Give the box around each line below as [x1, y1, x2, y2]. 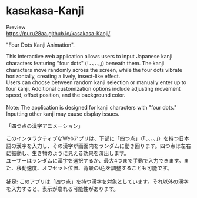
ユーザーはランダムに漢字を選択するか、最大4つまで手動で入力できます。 [6, 157, 184, 164]
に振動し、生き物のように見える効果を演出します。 [6, 149, 129, 157]
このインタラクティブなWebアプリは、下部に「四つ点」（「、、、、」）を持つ [6, 134, 179, 142]
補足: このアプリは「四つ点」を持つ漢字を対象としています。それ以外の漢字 [6, 178, 189, 185]
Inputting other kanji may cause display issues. [6, 110, 119, 117]
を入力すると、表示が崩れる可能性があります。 [6, 185, 119, 192]
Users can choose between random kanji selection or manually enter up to [6, 78, 187, 86]
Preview [6, 24, 26, 31]
